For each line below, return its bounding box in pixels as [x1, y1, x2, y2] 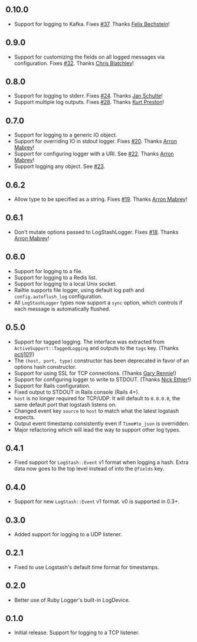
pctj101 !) [14, 351, 35, 358]
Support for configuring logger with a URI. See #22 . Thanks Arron [14, 150, 175, 157]
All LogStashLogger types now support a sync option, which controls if [14, 299, 183, 306]
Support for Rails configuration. [14, 382, 91, 389]
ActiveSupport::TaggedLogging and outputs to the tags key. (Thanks [14, 344, 179, 351]
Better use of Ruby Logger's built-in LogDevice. [14, 596, 130, 604]
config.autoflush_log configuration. [14, 293, 103, 300]
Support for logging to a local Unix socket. [14, 280, 117, 287]
